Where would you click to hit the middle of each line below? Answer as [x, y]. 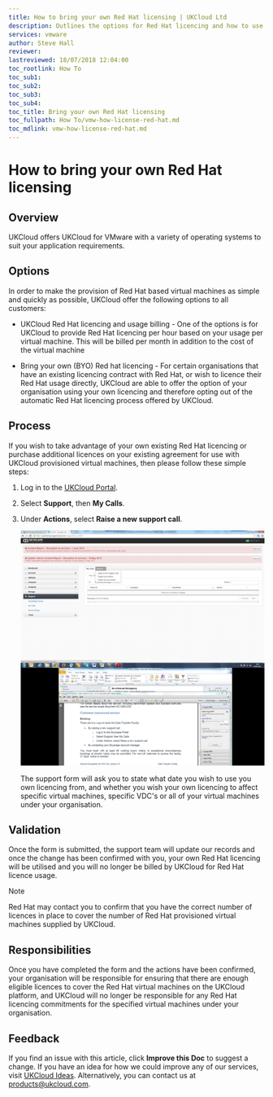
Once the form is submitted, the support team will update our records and [132, 849]
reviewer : [25, 52]
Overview [34, 217]
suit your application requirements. [67, 246]
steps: [19, 472]
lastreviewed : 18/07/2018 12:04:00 [69, 60]
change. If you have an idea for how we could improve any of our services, [134, 1066]
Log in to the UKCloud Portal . [69, 487]
